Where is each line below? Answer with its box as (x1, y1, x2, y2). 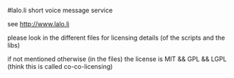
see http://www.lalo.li (7, 20, 70, 28)
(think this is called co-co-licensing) (7, 62, 113, 70)
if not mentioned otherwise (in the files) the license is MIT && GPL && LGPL (7, 55, 227, 63)
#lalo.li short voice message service (7, 6, 113, 14)
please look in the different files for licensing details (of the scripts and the (7, 33, 225, 42)
